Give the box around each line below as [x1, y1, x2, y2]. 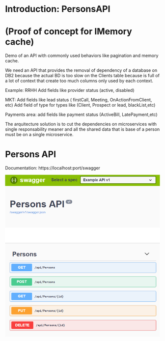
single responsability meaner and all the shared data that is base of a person [5, 126, 160, 132]
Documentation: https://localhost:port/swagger [5, 165, 101, 171]
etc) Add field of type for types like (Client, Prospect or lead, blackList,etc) [5, 102, 156, 108]
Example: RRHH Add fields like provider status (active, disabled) [5, 87, 135, 93]
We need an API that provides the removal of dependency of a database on [5, 67, 158, 73]
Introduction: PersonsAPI [5, 3, 110, 15]
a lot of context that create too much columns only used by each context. [5, 78, 154, 84]
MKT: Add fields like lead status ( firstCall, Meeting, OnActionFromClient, [5, 97, 152, 103]
